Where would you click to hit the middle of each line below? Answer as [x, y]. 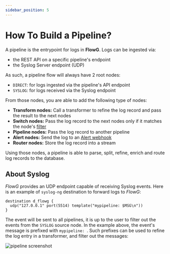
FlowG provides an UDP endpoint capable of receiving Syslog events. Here [84, 186]
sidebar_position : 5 [27, 10]
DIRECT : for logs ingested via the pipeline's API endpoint [71, 84]
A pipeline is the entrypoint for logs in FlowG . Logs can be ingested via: [81, 50]
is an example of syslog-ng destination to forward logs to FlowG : [73, 192]
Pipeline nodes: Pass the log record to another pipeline [71, 132]
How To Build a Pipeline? [58, 35]
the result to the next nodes [42, 115]
